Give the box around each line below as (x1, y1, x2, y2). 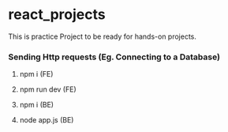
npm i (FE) (19, 70, 54, 79)
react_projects (8, 6, 106, 24)
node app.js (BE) (19, 115, 74, 125)
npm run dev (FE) (19, 85, 77, 94)
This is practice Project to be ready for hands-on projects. (8, 32, 197, 41)
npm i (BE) (19, 100, 54, 110)
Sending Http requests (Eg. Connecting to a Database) (8, 51, 221, 62)
